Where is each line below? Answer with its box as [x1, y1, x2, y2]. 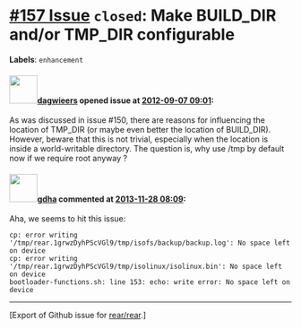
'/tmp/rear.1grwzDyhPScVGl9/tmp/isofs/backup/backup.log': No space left [9, 238, 291, 247]
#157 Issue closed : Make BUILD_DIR [9, 5, 277, 26]
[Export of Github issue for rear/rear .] [9, 310, 146, 321]
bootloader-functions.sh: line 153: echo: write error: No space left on [9, 278, 291, 287]
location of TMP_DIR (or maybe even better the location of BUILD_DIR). [9, 125, 271, 135]
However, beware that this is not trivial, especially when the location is [9, 134, 269, 144]
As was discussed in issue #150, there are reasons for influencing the [9, 115, 266, 126]
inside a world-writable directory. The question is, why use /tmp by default [9, 143, 285, 154]
